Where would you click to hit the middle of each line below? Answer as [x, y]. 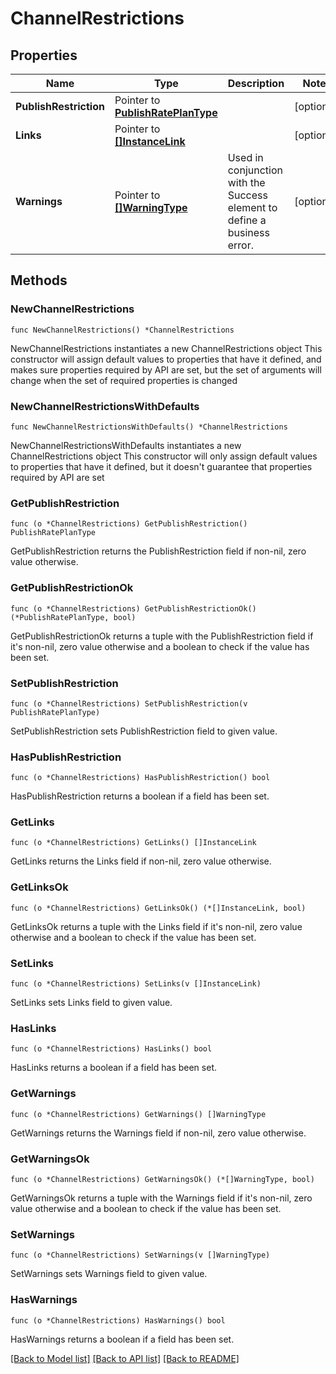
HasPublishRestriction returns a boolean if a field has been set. [140, 796]
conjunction [255, 170]
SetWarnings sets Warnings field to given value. [109, 1274]
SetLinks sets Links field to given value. [91, 1003]
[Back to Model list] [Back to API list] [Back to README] [125, 1358]
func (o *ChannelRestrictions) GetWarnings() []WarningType [138, 1114]
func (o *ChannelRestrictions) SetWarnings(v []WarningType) [140, 1255]
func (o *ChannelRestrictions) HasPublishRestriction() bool [140, 778]
